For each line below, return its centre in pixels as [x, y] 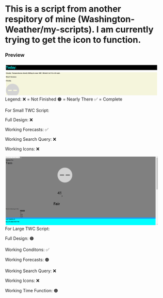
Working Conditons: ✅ [27, 249]
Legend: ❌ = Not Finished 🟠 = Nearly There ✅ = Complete [64, 99]
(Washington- [106, 19]
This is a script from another [63, 9]
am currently [127, 30]
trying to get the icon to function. [73, 40]
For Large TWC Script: [27, 229]
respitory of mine [41, 19]
